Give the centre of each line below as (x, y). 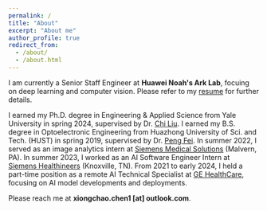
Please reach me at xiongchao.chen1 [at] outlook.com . (100, 198)
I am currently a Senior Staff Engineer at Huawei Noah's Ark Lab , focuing (129, 82)
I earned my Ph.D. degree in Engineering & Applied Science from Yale (122, 115)
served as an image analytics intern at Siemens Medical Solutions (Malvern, (133, 149)
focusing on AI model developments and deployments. (98, 182)
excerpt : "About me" (43, 30)
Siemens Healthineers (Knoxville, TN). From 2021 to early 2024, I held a (126, 166)
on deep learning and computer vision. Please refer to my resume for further (133, 91)
